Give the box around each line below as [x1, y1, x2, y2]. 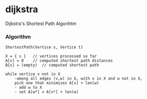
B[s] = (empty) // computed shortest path [5, 63, 100, 68]
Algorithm [5, 33, 31, 40]
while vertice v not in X [5, 71, 60, 77]
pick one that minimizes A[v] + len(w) [14, 81, 100, 86]
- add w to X [14, 85, 42, 90]
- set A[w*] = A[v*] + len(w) [14, 89, 79, 95]
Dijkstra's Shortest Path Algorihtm [5, 20, 77, 27]
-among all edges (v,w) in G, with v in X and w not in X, [14, 76, 143, 81]
